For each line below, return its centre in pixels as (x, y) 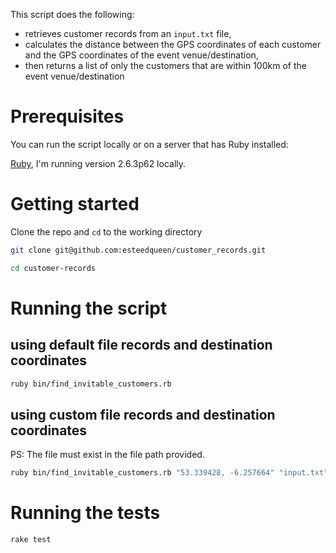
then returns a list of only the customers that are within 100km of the (165, 65)
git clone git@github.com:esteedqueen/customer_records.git (138, 250)
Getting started (75, 204)
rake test (31, 540)
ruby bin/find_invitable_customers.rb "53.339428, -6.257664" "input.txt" (169, 473)
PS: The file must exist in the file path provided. (107, 455)
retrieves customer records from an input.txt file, (128, 33)
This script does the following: (72, 14)
